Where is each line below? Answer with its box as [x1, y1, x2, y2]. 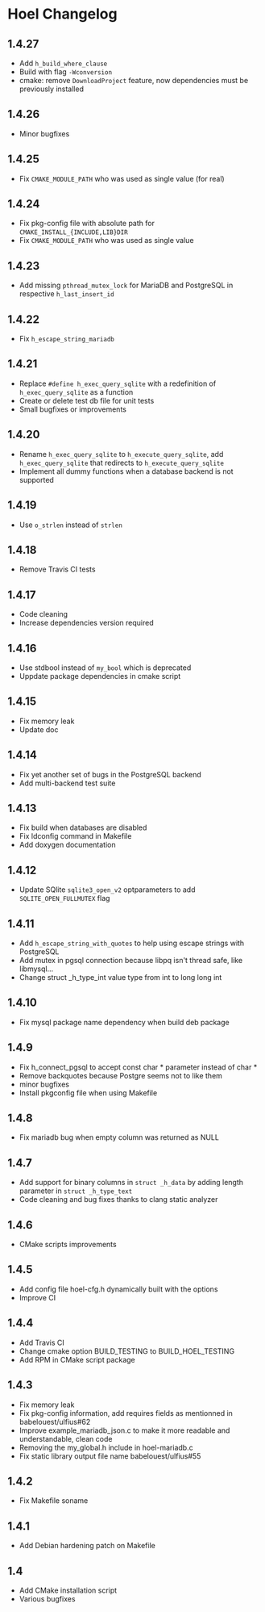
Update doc [19, 724, 59, 735]
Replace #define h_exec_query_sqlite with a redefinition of [19, 379, 217, 388]
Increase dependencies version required [19, 618, 154, 628]
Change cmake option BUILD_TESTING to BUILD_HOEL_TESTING [19, 1346, 235, 1356]
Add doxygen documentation [19, 840, 116, 850]
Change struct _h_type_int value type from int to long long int [19, 973, 222, 982]
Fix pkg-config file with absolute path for [19, 219, 155, 228]
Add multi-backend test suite [19, 778, 116, 788]
